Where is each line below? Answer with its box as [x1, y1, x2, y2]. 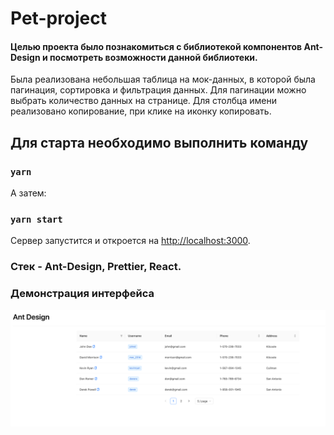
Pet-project [10, 7, 108, 30]
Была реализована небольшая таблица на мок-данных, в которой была [10, 73, 316, 86]
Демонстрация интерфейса [10, 287, 155, 301]
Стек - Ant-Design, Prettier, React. [10, 260, 182, 274]
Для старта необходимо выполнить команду [10, 134, 309, 151]
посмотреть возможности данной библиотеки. [49, 51, 258, 63]
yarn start [10, 214, 63, 225]
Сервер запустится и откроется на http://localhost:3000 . [10, 235, 251, 247]
